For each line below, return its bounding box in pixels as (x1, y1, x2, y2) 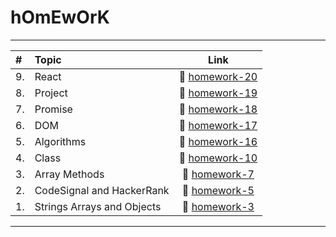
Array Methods (34, 167, 105, 181)
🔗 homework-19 (178, 86, 258, 100)
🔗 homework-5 (181, 183, 255, 197)
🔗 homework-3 (181, 199, 255, 213)
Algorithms (34, 134, 87, 148)
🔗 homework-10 (178, 151, 258, 165)
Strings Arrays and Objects (34, 199, 162, 213)
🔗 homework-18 (178, 102, 258, 116)
